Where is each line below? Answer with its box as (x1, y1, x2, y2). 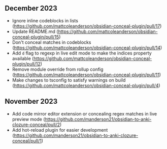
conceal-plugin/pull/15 (12, 34, 59, 40)
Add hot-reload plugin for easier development (12, 127, 108, 133)
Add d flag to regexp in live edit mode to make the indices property (12, 50, 152, 56)
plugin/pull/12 (12, 61, 41, 67)
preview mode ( (12, 116, 45, 122)
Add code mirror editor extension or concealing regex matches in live (12, 110, 157, 116)
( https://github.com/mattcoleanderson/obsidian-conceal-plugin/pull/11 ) (12, 71, 161, 78)
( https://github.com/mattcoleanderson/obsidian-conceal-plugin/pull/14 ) (12, 44, 162, 50)
